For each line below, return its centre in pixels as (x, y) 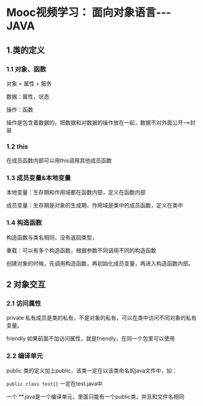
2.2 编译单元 (25, 356)
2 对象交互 (26, 284)
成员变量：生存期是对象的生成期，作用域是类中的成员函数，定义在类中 (95, 205)
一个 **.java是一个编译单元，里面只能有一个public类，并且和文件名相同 (95, 396)
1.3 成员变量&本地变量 (39, 178)
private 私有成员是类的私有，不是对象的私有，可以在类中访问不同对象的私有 (102, 318)
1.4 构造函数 (24, 223)
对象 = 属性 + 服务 (29, 83)
